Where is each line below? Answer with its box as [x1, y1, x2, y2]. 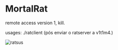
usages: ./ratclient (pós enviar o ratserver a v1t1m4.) [5, 29, 113, 35]
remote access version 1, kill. [5, 20, 66, 26]
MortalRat [5, 3, 48, 15]
